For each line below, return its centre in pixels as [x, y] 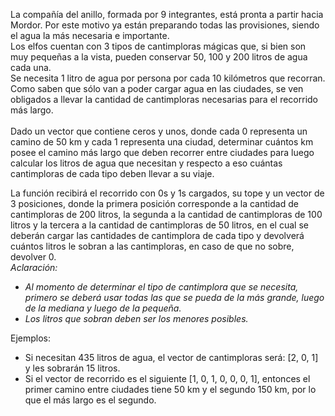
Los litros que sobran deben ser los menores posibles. [136, 318]
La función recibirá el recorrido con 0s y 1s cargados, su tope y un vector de [167, 193]
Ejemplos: [31, 338]
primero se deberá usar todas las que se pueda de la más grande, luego [174, 297]
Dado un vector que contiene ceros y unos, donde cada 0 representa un [159, 131]
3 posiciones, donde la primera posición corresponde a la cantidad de [154, 203]
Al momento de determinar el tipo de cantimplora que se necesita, [161, 287]
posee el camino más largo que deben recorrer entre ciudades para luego [162, 152]
